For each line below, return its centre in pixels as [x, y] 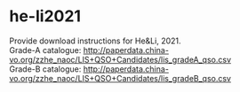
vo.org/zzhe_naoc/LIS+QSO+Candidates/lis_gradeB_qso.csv [120, 78]
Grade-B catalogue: [45, 69]
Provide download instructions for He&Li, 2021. [95, 41]
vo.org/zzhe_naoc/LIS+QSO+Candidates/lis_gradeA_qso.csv [120, 59]
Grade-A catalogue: [45, 50]
